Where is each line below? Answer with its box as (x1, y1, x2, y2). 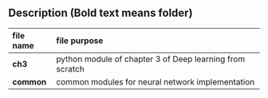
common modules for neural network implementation (55, 76, 255, 87)
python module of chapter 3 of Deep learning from (55, 53, 246, 65)
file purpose (55, 35, 104, 46)
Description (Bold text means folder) (8, 6, 193, 20)
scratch (55, 63, 85, 74)
